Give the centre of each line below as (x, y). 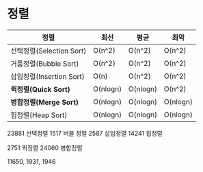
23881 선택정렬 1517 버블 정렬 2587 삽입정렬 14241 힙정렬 (85, 133)
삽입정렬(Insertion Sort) (48, 76)
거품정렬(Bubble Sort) (45, 64)
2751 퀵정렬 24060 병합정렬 (45, 147)
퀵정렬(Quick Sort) (40, 89)
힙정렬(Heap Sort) (39, 115)
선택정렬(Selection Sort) (49, 51)
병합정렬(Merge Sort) (44, 102)
